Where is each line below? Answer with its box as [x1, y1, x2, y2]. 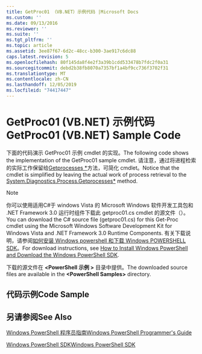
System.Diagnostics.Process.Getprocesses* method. [6, 177, 138, 185]
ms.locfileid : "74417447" [6, 87, 71, 93]
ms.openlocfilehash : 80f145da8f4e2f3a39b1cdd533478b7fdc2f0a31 [6, 59, 169, 65]
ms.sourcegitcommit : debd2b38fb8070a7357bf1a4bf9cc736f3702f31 [6, 65, 169, 71]
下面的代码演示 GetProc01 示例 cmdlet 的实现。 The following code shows [6, 149, 189, 156]
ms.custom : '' [6, 14, 42, 21]
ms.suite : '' [6, 31, 39, 37]
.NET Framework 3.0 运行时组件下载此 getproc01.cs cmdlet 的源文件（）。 [6, 209, 189, 216]
